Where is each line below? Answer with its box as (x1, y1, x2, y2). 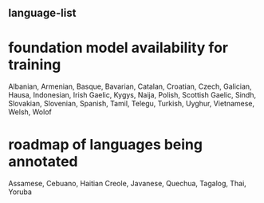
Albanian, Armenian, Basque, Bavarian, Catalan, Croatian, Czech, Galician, (8, 82, 253, 91)
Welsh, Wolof (8, 107, 52, 117)
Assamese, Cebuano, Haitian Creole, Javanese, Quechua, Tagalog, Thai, (8, 179, 247, 189)
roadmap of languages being (8, 135, 203, 153)
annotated (8, 152, 78, 170)
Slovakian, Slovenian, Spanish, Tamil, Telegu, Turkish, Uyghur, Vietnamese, (8, 99, 255, 109)
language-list (8, 6, 77, 20)
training (8, 55, 61, 74)
